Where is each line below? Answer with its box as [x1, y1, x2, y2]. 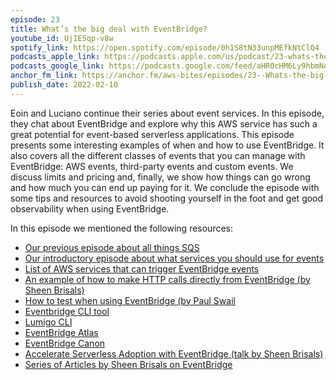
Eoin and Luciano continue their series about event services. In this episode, [10, 107, 325, 119]
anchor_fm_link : [10, 71, 78, 81]
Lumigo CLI [24, 316, 73, 328]
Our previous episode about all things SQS [24, 241, 200, 253]
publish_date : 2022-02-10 [10, 80, 118, 90]
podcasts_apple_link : [10, 52, 101, 62]
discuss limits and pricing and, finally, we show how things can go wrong [10, 171, 311, 183]
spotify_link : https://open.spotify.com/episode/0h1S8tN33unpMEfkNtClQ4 [10, 42, 320, 53]
